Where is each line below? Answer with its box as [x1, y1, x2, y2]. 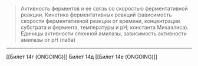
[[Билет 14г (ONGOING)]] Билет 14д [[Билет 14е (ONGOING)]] [6, 53, 158, 60]
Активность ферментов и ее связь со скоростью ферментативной [20, 5, 188, 12]
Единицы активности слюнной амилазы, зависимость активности [20, 30, 187, 37]
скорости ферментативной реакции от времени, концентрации [20, 18, 180, 24]
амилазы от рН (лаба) [20, 37, 75, 43]
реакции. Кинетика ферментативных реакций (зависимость [20, 11, 172, 18]
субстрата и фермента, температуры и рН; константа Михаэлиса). [20, 24, 189, 31]
